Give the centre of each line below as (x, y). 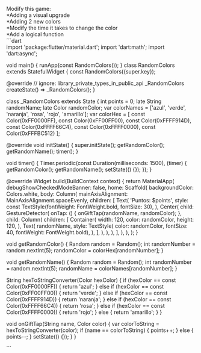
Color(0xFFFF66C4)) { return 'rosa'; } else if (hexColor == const (86, 306)
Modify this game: (29, 9)
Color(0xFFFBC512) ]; (33, 133)
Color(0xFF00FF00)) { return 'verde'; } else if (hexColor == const (87, 293)
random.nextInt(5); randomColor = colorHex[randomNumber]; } (85, 250)
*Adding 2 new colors (34, 21)
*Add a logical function (35, 34)
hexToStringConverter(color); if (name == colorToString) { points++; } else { (100, 330)
